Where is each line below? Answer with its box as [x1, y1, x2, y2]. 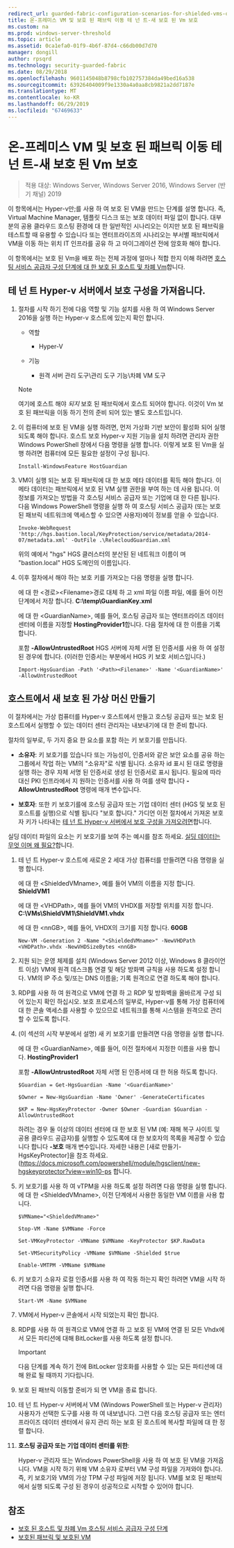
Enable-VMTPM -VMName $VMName [17, 1262, 106, 1269]
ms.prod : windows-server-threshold [8, 29, 111, 37]
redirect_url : [8, 10, 49, 17]
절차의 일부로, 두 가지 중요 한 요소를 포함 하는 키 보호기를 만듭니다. [8, 736, 187, 744]
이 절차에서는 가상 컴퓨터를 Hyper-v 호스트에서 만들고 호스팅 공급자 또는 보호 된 [8, 712, 224, 721]
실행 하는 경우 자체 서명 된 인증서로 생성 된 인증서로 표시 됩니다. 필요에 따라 [17, 768, 222, 776]
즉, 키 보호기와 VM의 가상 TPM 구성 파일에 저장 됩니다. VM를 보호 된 [17, 1474, 204, 1482]
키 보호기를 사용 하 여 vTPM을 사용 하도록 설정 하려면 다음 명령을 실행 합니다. [17, 1182, 227, 1191]
